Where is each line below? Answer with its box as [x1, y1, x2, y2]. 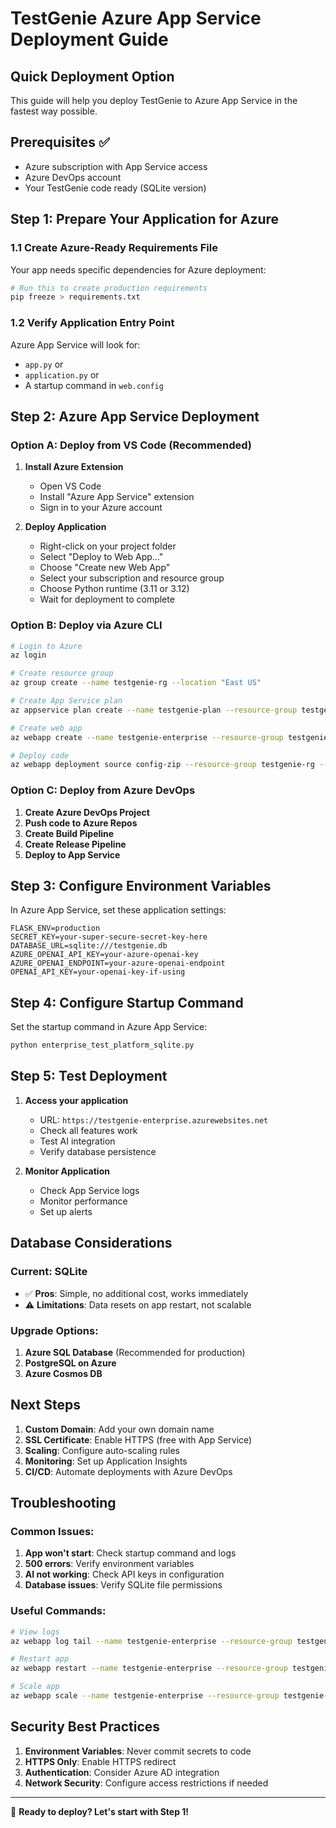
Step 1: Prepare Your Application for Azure [10, 211, 280, 228]
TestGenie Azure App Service [10, 7, 262, 30]
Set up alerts [39, 1205, 93, 1217]
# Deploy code [10, 750, 70, 761]
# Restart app [10, 1654, 70, 1664]
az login [10, 650, 47, 661]
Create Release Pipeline [24, 838, 127, 850]
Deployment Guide [10, 28, 169, 51]
